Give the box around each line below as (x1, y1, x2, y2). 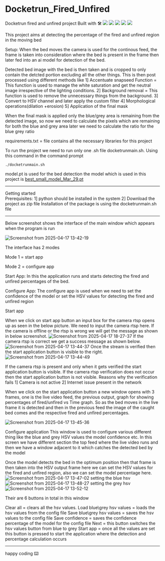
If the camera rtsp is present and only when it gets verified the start (5, 363, 141, 369)
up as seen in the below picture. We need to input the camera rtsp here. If (5, 323, 155, 329)
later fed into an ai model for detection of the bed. (5, 57, 106, 63)
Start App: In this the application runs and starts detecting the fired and (5, 273, 149, 279)
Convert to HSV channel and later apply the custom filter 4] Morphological (5, 98, 156, 104)
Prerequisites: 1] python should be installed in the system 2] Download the (5, 196, 155, 201)
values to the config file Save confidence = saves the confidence (5, 515, 137, 521)
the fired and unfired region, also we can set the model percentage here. (5, 469, 152, 476)
